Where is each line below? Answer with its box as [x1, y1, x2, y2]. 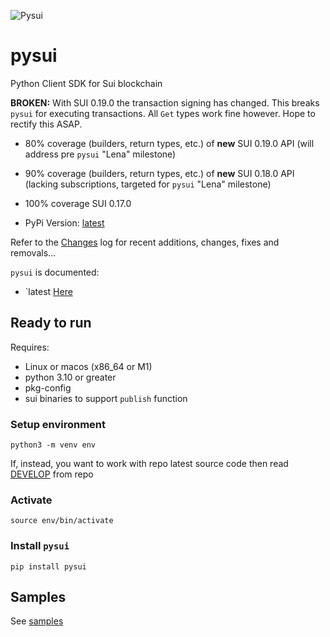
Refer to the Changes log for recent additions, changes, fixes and [10, 236, 280, 248]
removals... [10, 246, 57, 259]
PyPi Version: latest [24, 216, 105, 229]
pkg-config [24, 381, 72, 394]
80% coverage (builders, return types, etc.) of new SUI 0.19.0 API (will [24, 137, 315, 149]
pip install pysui [10, 561, 87, 572]
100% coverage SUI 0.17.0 [24, 197, 132, 209]
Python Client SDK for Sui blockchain [10, 77, 163, 89]
